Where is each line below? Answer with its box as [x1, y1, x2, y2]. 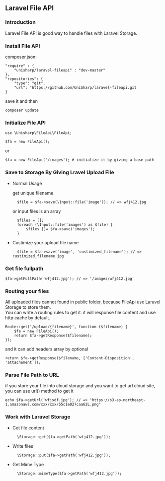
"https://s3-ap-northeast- [89, 398, 146, 403]
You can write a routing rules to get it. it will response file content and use [5, 310, 156, 316]
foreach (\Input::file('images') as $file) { [17, 222, 113, 227]
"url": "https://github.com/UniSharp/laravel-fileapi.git [14, 85, 137, 90]
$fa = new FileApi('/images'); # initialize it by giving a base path [5, 157, 155, 163]
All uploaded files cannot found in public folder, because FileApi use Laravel [5, 299, 161, 305]
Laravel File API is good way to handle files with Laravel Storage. [5, 30, 138, 36]
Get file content [12, 424, 45, 431]
